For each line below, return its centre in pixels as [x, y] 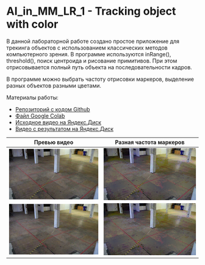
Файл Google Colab [40, 116]
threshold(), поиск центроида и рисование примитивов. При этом [92, 61]
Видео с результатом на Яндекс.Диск [64, 129]
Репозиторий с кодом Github [52, 109]
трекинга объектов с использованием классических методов [87, 48]
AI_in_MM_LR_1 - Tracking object [91, 11]
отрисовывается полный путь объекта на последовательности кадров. [99, 67]
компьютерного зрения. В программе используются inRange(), [89, 54]
